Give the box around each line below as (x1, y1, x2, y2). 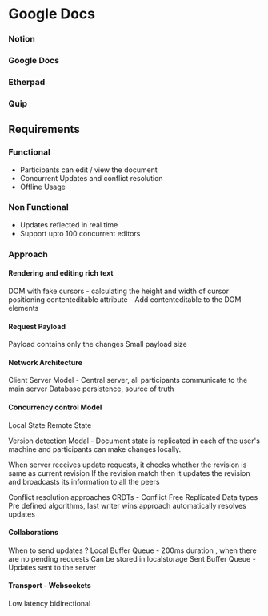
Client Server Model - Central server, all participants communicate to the (8, 376, 248, 385)
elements (8, 303, 39, 312)
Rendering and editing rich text (8, 268, 114, 278)
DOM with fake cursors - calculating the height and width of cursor (8, 286, 230, 296)
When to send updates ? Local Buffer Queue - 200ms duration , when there (8, 546, 258, 555)
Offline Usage (19, 182, 66, 191)
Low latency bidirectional (8, 598, 91, 608)
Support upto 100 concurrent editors (19, 228, 141, 238)
